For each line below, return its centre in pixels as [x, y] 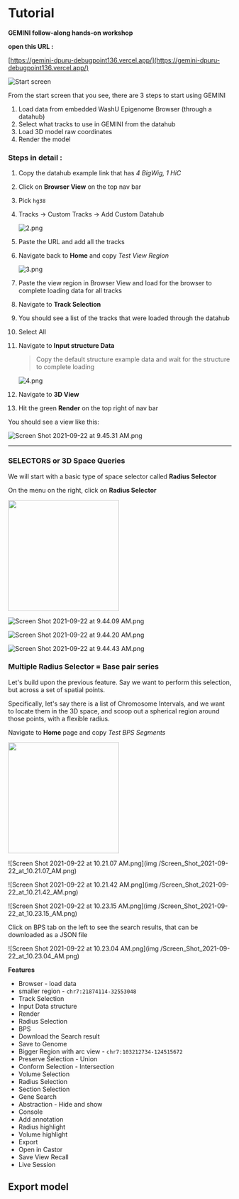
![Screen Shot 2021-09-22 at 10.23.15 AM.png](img [82, 906]
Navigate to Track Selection [60, 305]
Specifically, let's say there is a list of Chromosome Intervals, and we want [117, 703]
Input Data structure [48, 1006]
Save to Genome [43, 1044]
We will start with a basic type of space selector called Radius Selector [112, 476]
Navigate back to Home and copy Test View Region [94, 256]
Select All [32, 332]
